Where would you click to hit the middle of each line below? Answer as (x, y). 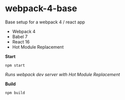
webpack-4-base (41, 9)
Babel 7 (20, 37)
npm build (15, 93)
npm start (15, 65)
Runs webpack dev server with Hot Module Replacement (62, 74)
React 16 (21, 41)
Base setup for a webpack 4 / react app (45, 22)
